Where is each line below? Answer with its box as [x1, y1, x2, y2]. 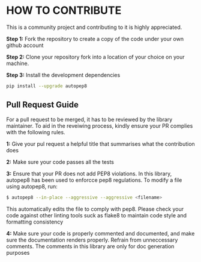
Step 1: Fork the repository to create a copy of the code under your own [6, 35, 184, 42]
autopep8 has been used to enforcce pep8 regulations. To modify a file [6, 176, 182, 184]
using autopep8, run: [6, 182, 58, 190]
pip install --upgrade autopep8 [6, 83, 87, 89]
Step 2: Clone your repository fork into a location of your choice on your [6, 53, 185, 60]
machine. [6, 60, 29, 67]
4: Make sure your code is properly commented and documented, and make [6, 229, 195, 237]
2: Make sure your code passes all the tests [6, 158, 114, 166]
